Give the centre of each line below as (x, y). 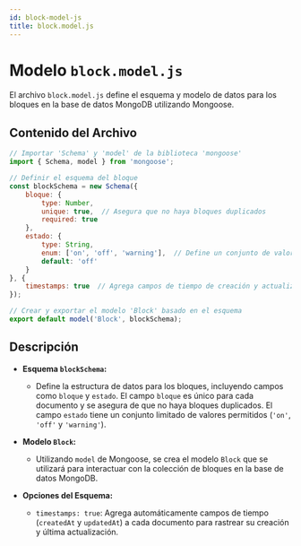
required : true (70, 220)
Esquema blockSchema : (64, 368)
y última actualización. (77, 532)
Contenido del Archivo (73, 132)
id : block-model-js (46, 17)
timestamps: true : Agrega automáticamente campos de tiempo (152, 513)
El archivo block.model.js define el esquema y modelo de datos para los (143, 95)
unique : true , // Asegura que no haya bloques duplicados (154, 212)
